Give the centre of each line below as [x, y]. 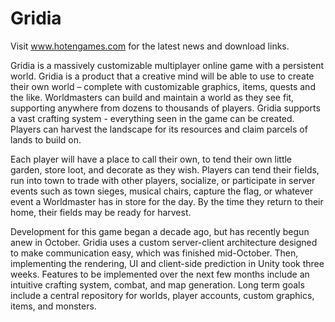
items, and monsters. [53, 306]
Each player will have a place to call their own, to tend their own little [151, 159]
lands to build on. [46, 139]
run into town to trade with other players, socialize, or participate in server [163, 180]
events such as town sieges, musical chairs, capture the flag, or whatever [161, 191]
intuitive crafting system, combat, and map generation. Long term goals [157, 284]
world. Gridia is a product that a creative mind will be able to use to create [162, 76]
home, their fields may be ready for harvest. [101, 212]
